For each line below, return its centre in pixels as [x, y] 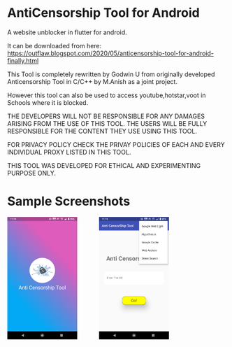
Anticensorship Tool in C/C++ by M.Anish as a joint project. [93, 81]
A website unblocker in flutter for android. [67, 32]
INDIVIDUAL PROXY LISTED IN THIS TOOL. [69, 152]
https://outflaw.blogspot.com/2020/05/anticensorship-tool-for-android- [111, 53]
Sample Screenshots [69, 201]
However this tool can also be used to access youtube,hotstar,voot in [107, 95]
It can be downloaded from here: [55, 45]
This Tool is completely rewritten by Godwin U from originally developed [111, 74]
